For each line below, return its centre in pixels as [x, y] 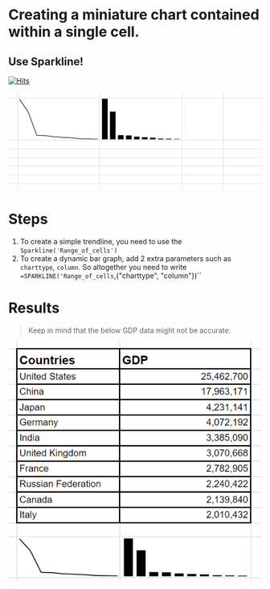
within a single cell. [74, 32]
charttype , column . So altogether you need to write [103, 267]
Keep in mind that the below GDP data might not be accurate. [129, 330]
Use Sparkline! [46, 61]
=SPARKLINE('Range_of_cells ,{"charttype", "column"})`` [111, 276]
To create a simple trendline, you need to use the [101, 241]
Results [34, 308]
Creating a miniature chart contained [134, 15]
